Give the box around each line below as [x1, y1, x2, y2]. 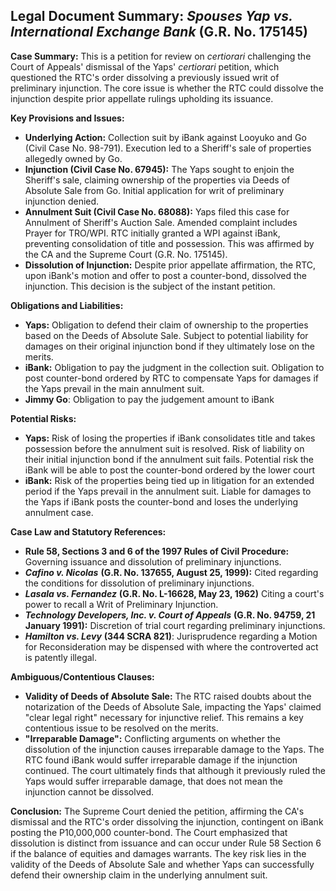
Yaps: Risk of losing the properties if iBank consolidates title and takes [24, 432, 316, 444]
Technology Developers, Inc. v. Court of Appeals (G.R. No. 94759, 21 [24, 609, 316, 621]
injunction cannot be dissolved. [24, 785, 155, 798]
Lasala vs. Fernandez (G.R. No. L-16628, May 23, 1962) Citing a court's [24, 587, 325, 599]
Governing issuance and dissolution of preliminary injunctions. [24, 555, 282, 568]
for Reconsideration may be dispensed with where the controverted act [24, 640, 319, 653]
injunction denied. [24, 195, 100, 207]
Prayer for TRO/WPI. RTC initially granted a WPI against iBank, [24, 227, 281, 239]
